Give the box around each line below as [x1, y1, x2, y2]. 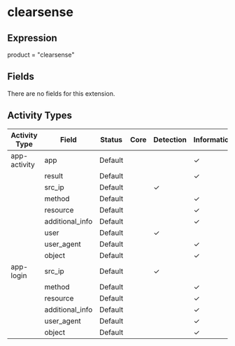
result [44, 171, 64, 180]
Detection [153, 134, 187, 144]
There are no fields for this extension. [7, 89, 115, 98]
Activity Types [7, 110, 72, 122]
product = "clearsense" [7, 50, 75, 59]
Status [100, 134, 123, 144]
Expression [7, 32, 57, 44]
